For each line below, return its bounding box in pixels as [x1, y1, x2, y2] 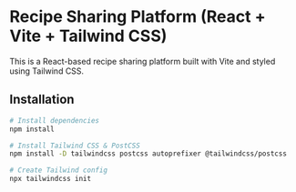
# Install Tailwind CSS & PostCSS [9, 141, 141, 150]
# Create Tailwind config [9, 166, 107, 175]
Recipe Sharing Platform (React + [9, 6, 266, 27]
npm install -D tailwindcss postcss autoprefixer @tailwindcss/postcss [9, 149, 287, 158]
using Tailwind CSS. [9, 66, 85, 76]
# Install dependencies [9, 116, 100, 125]
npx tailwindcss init [9, 175, 92, 184]
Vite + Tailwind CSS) [9, 25, 168, 46]
